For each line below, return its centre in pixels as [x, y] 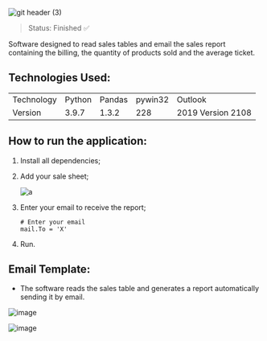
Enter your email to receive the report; [83, 207]
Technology [35, 99]
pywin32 [152, 99]
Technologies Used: [60, 78]
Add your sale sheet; [54, 176]
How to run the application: [78, 141]
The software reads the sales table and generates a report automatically [140, 289]
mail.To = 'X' [43, 229]
